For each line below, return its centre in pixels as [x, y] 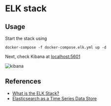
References [23, 81]
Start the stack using [26, 38]
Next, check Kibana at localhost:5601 [43, 56]
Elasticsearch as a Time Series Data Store [55, 98]
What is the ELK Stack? [36, 93]
